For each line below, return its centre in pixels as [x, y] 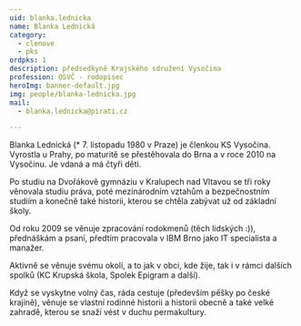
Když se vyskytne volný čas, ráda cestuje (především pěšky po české [140, 293]
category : [28, 35]
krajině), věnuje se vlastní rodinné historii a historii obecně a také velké [142, 302]
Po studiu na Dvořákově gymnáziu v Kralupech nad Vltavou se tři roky [140, 182]
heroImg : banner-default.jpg [65, 86]
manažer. [27, 248]
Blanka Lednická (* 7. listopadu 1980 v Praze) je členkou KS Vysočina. [140, 145]
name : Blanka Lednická [52, 26]
